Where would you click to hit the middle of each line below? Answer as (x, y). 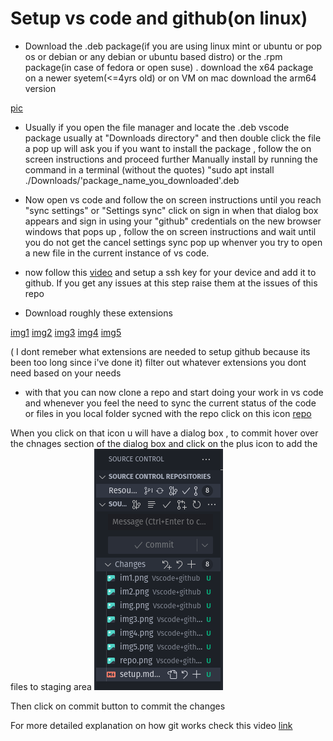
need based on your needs (66, 373)
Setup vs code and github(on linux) (159, 18)
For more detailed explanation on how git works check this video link (151, 725)
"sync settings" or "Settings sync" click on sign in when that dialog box (171, 210)
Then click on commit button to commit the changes (118, 706)
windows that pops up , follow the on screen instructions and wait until (170, 231)
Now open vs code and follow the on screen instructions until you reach (173, 199)
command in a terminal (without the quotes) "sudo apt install (149, 169)
